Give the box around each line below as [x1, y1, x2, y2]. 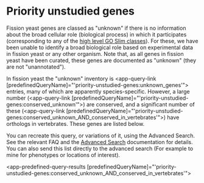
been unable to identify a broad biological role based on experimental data [6, 44, 194, 51]
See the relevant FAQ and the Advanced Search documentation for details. [6, 138, 193, 145]
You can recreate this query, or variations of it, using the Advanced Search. [6, 132, 195, 139]
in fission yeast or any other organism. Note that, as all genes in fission [6, 50, 184, 57]
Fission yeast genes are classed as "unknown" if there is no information [6, 24, 186, 32]
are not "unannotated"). [6, 63, 66, 71]
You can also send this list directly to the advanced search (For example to [6, 145, 194, 152]
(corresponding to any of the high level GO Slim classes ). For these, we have [6, 37, 199, 44]
